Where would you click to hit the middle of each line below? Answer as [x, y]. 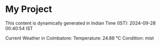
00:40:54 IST [19, 28]
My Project [29, 9]
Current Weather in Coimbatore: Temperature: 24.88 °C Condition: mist [79, 38]
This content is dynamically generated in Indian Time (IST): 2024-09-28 [80, 23]
